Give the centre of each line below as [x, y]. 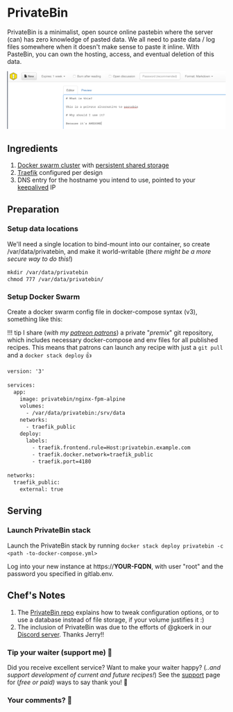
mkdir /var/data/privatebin [48, 272]
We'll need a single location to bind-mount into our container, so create [109, 244]
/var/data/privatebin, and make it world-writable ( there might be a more [109, 251]
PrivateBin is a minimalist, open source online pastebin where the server [110, 32]
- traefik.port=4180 [62, 462]
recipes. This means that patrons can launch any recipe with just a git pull [115, 348]
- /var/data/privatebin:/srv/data [76, 413]
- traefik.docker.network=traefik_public [93, 455]
